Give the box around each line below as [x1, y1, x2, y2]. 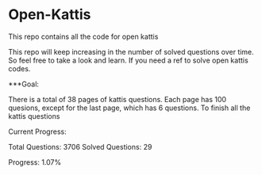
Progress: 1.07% [8, 157, 62, 167]
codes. [8, 63, 31, 73]
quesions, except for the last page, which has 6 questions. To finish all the [8, 103, 251, 112]
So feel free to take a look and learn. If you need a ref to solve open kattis [8, 55, 249, 65]
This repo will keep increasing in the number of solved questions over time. [8, 47, 254, 56]
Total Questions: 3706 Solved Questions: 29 [8, 142, 152, 151]
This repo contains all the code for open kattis [8, 32, 159, 41]
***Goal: [8, 79, 40, 89]
